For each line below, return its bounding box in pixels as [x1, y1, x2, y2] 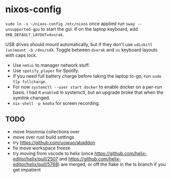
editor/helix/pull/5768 [12, 161, 58, 167]
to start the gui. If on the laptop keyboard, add [40, 26, 138, 32]
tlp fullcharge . [12, 78, 47, 84]
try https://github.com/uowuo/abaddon [12, 139, 96, 145]
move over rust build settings [12, 134, 74, 140]
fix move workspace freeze [12, 145, 71, 151]
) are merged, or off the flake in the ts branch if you [58, 161, 166, 167]
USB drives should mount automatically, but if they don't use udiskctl [5, 41, 153, 47]
